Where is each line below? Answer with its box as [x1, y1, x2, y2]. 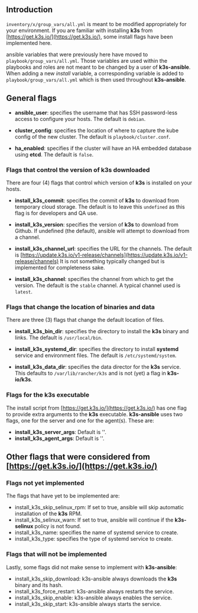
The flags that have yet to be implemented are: [6, 492, 120, 500]
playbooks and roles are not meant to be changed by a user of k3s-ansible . [6, 63, 191, 71]
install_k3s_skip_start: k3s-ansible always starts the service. [14, 600, 161, 607]
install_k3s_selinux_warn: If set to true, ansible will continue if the [14, 516, 174, 523]
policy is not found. [34, 523, 82, 530]
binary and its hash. [14, 581, 63, 589]
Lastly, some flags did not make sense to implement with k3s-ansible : [6, 563, 177, 571]
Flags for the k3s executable [6, 391, 90, 399]
